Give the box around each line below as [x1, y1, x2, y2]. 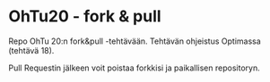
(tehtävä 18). [8, 45, 55, 55]
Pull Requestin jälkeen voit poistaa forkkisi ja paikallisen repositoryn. [8, 62, 261, 73]
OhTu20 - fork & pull [8, 6, 162, 27]
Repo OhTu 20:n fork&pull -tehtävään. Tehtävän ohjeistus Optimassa [8, 36, 261, 46]
